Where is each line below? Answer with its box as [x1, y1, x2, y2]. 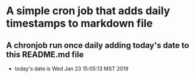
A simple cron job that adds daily [6, 4, 170, 18]
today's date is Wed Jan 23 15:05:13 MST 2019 [14, 65, 129, 72]
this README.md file [6, 49, 84, 60]
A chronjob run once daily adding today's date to [6, 40, 190, 50]
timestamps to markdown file [6, 17, 153, 30]
